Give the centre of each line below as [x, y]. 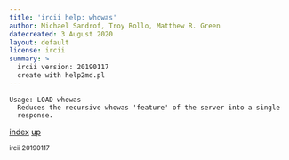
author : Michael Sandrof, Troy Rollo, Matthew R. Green [115, 26]
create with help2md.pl [61, 76]
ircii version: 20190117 [63, 68]
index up [25, 132]
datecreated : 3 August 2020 [61, 34]
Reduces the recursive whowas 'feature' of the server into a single [149, 108]
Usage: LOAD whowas [45, 100]
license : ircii [37, 51]
